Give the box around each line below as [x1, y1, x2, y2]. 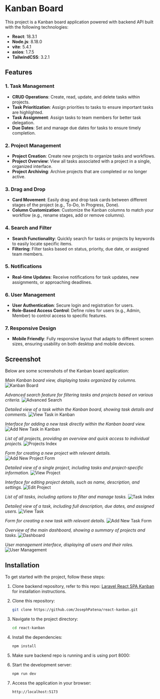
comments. [5, 412, 28, 417]
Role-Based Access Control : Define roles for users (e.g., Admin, [12, 308, 141, 314]
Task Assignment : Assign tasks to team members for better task [12, 115, 142, 120]
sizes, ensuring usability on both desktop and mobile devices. [12, 341, 135, 347]
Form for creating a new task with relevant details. [5, 518, 105, 524]
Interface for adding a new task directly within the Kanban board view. [5, 421, 146, 427]
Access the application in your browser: [12, 680, 91, 686]
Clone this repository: [12, 598, 55, 604]
